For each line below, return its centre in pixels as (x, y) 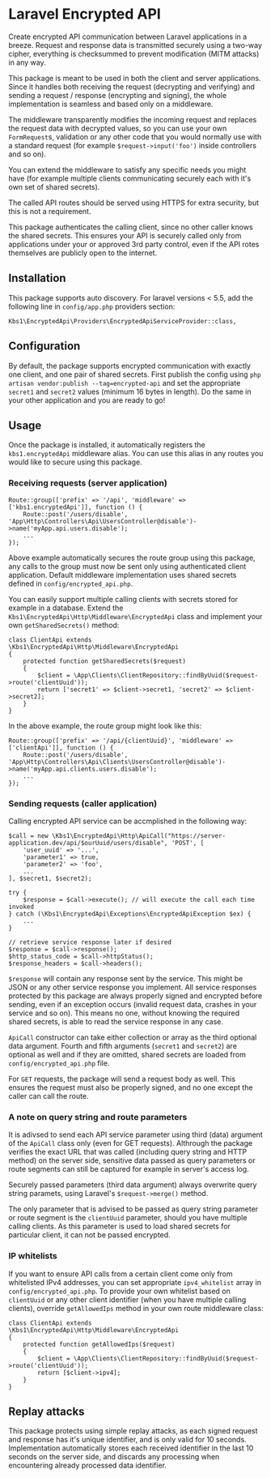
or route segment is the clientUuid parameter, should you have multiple (128, 1218)
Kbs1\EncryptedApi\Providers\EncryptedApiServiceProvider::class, (123, 321)
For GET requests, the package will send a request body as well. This (122, 1079)
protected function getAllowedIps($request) (99, 1344)
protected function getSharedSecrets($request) (104, 661)
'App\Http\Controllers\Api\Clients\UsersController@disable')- (117, 762)
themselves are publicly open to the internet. (83, 253)
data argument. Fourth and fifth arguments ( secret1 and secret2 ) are (123, 1045)
